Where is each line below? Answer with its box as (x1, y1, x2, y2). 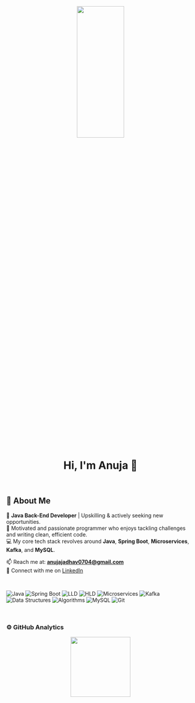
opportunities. (6, 518, 41, 525)
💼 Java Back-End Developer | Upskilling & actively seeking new (6, 512, 163, 519)
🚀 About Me (6, 496, 51, 506)
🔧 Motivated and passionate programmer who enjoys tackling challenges (6, 524, 186, 532)
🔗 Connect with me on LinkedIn (6, 566, 84, 574)
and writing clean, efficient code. (6, 530, 88, 538)
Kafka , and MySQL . (6, 546, 56, 553)
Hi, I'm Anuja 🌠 (63, 458, 138, 472)
